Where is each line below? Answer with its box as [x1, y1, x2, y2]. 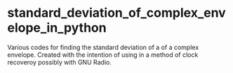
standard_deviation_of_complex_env [7, 5, 226, 21]
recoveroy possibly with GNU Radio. [7, 58, 112, 66]
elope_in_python [7, 20, 107, 36]
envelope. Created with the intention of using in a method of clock [7, 51, 199, 59]
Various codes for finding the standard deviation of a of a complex [7, 43, 199, 51]
